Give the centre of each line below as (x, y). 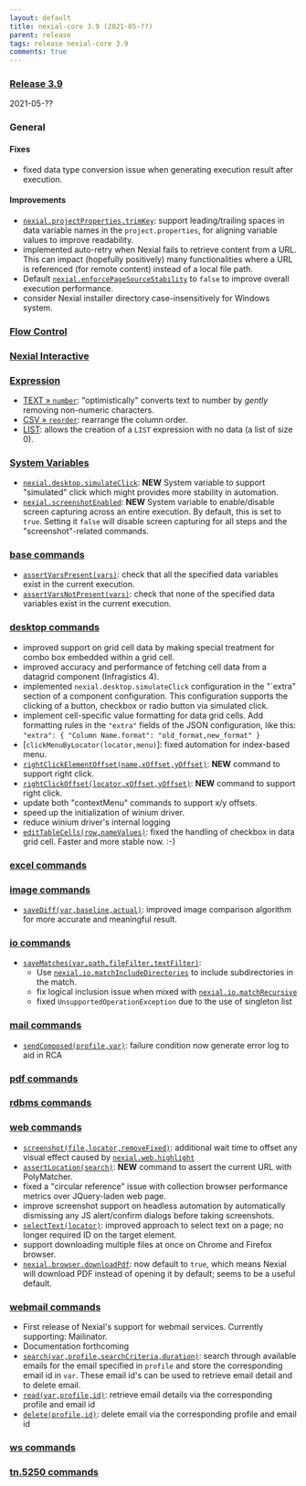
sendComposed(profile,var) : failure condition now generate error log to (156, 1045)
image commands (50, 890)
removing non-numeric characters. (89, 410)
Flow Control (38, 332)
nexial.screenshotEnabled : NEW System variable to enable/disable (149, 502)
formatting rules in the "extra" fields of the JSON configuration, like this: (159, 725)
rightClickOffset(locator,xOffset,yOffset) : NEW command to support (159, 783)
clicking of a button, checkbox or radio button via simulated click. (146, 705)
